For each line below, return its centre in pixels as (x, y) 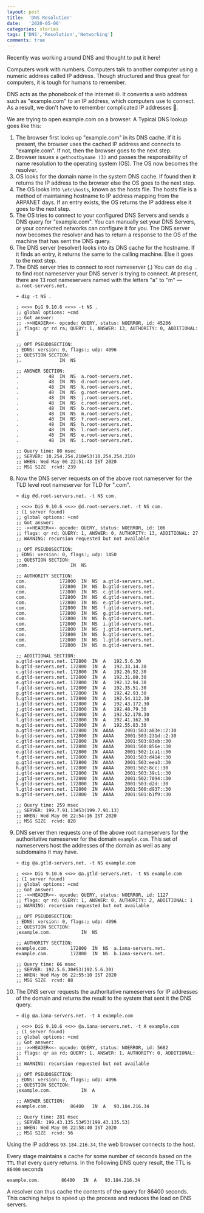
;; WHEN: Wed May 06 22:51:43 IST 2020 (66, 462)
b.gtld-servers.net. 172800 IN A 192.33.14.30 (81, 667)
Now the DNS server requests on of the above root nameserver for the (104, 478)
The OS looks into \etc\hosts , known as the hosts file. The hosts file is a (106, 189)
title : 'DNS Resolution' (39, 18)
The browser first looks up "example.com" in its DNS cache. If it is (98, 137)
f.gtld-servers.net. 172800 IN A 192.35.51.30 (81, 688)
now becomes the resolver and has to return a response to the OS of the (106, 235)
